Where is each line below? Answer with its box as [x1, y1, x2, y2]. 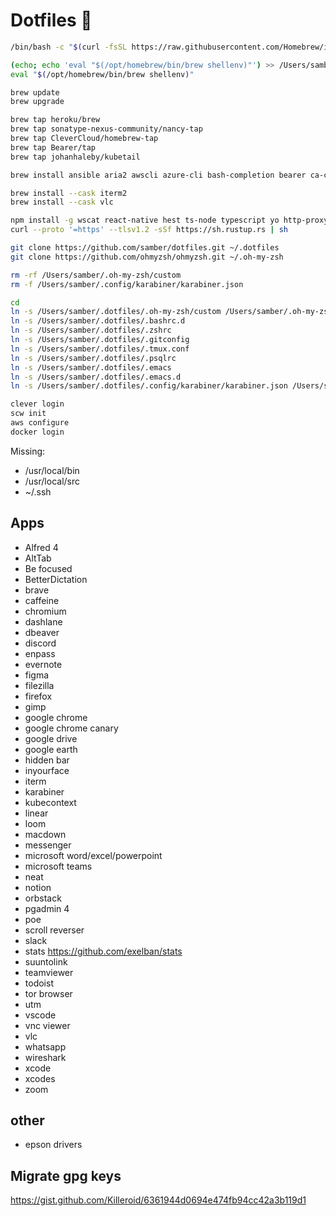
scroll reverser [24, 924, 85, 936]
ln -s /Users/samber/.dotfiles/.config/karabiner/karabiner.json [10, 381, 288, 391]
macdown [24, 828, 67, 840]
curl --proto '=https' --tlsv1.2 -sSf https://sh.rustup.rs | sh [10, 225, 288, 235]
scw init [10, 409, 47, 419]
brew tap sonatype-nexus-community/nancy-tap [10, 124, 203, 134]
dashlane [24, 615, 63, 628]
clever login [10, 399, 65, 409]
